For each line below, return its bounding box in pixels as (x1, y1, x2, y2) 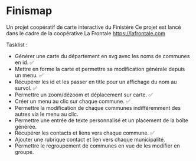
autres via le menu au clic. (14, 110, 79, 118)
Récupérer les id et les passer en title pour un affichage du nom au (14, 78, 177, 85)
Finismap (6, 4, 53, 18)
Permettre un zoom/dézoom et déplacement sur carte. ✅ (14, 91, 153, 98)
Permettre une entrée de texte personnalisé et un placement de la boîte (14, 116, 189, 124)
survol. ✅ (14, 84, 38, 92)
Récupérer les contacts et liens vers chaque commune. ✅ (14, 129, 155, 136)
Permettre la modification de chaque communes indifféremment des (14, 104, 181, 111)
